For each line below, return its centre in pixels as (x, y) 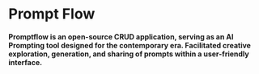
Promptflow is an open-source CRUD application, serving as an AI (121, 36)
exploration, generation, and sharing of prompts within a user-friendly (129, 54)
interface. (25, 62)
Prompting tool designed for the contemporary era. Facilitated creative (129, 45)
